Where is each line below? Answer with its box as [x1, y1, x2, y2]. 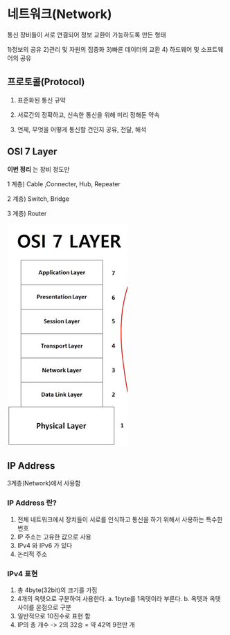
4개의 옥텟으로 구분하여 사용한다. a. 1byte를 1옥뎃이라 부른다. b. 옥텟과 [17, 594, 209, 602]
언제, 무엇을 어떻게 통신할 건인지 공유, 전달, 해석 [17, 125, 147, 134]
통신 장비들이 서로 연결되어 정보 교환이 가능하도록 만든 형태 [7, 30, 166, 39]
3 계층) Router [7, 209, 47, 217]
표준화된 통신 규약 [17, 96, 66, 104]
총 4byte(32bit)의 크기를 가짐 [17, 586, 98, 594]
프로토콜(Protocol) [7, 76, 85, 88]
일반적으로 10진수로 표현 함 [17, 611, 91, 620]
